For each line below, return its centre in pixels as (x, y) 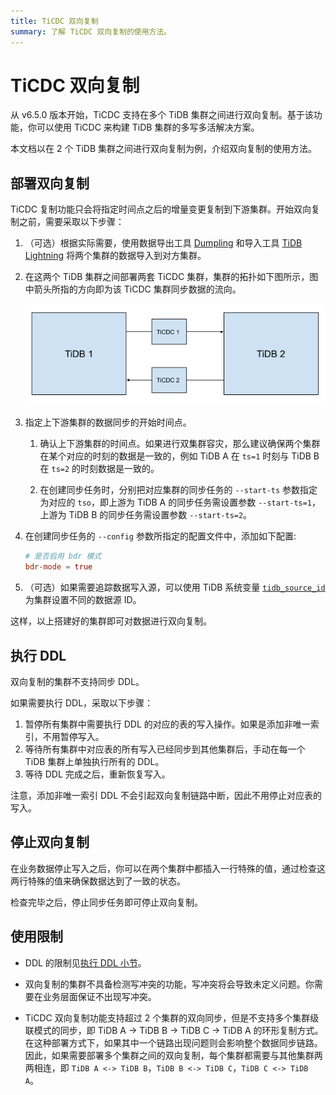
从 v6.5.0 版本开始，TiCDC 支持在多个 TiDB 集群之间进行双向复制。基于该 (162, 115)
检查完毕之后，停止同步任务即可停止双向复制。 (106, 902)
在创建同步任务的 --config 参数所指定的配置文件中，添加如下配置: (160, 536)
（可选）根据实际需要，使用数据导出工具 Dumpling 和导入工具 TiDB (163, 243)
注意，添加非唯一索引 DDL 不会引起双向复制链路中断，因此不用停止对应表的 (166, 796)
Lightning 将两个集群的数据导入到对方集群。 (115, 256)
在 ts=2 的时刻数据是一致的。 (99, 469)
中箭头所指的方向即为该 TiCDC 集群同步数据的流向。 (133, 289)
